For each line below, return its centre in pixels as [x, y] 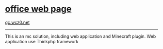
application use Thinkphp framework [42, 41]
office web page [38, 9]
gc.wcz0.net [17, 22]
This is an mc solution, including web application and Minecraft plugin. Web [81, 36]
